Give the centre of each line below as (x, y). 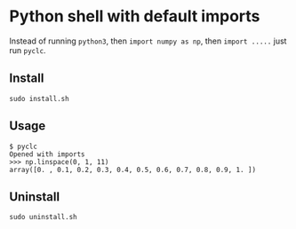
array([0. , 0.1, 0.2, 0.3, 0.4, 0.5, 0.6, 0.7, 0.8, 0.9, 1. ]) (132, 170)
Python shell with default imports (135, 16)
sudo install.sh (39, 99)
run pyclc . (28, 50)
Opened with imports (48, 154)
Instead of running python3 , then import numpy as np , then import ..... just (148, 41)
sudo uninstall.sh (43, 217)
